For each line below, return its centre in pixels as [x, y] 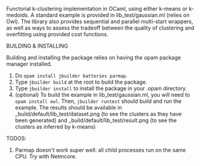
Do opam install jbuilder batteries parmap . [71, 75]
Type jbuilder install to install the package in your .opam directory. [101, 88]
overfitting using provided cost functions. [57, 34]
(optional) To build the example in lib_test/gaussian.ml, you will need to [102, 95]
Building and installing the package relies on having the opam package [94, 57]
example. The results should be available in [68, 107]
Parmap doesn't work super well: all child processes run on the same [100, 150]
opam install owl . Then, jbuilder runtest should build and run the [98, 101]
